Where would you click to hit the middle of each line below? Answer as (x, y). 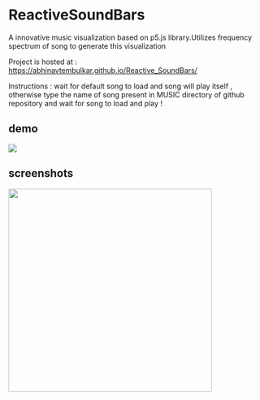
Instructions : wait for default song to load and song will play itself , (121, 86)
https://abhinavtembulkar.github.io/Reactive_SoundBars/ (103, 70)
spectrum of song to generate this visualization (87, 45)
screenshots (41, 173)
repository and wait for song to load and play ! (86, 103)
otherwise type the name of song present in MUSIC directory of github (127, 94)
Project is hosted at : (43, 62)
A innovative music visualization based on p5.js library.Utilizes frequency (130, 37)
